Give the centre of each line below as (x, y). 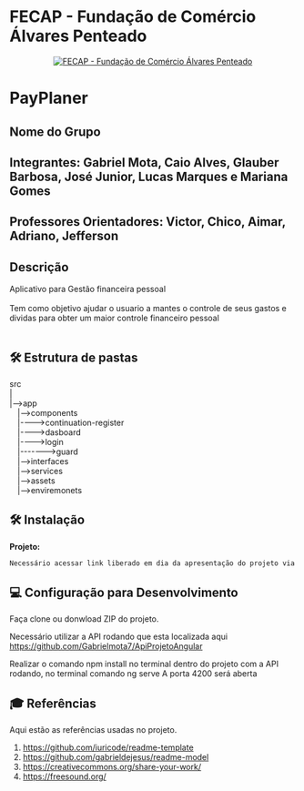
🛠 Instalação (47, 520)
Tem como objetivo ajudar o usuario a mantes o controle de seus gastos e (148, 309)
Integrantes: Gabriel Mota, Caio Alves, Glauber (144, 162)
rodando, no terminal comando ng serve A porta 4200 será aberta (133, 674)
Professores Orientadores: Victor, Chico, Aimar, (148, 222)
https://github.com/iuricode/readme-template (108, 747)
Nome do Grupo (56, 132)
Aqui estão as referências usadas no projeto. (93, 730)
